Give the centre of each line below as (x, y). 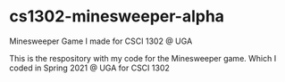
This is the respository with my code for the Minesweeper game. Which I (143, 58)
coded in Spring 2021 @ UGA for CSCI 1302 (89, 68)
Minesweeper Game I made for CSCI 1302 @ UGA (101, 41)
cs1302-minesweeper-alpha (117, 16)
